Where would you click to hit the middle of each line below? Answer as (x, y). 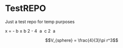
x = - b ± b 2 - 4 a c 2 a (30, 31)
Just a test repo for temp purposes (40, 22)
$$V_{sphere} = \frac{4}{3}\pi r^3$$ (82, 40)
